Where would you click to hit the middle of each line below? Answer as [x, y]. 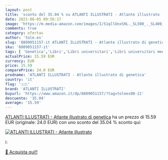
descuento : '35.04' [25, 98]
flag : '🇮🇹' [17, 84]
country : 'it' [20, 79]
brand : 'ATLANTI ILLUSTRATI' [35, 89]
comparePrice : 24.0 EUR [30, 70]
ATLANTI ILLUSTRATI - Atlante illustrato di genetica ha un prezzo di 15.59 [81, 117]
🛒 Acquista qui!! [21, 152]
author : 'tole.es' [24, 38]
